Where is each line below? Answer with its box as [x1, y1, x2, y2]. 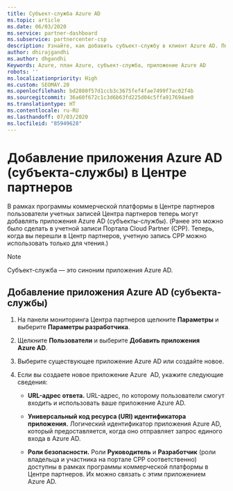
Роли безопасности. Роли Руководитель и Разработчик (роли [27, 448, 216, 456]
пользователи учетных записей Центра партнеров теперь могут [7, 210, 199, 218]
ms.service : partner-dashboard [7, 29, 98, 37]
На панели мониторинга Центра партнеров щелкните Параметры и [17, 315, 219, 324]
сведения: [17, 378, 48, 386]
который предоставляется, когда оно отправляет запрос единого [27, 427, 223, 435]
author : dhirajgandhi [7, 49, 70, 56]
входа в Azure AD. [27, 435, 81, 443]
